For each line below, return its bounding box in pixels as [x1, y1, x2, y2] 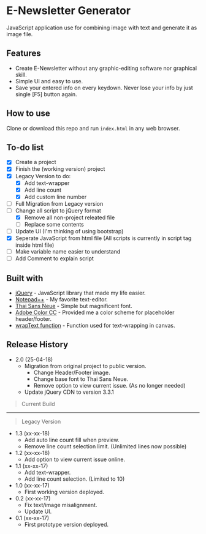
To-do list [6, 142, 44, 152]
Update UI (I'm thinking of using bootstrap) [15, 228, 124, 235]
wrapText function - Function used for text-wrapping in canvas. [15, 322, 176, 329]
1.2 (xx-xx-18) [15, 449, 50, 456]
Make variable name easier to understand [15, 248, 121, 255]
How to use [6, 108, 50, 119]
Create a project [15, 159, 56, 166]
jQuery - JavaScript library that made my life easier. [15, 289, 146, 297]
